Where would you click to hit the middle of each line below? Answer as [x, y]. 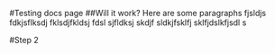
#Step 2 [24, 40]
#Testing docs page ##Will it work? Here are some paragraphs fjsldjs [138, 13]
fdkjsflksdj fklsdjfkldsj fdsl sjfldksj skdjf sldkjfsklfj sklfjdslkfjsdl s [128, 22]
